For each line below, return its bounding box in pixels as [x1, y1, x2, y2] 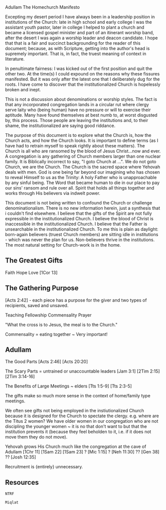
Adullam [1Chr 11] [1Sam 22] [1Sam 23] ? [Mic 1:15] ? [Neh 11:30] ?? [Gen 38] [5, 449, 160, 455]
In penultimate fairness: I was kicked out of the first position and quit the [5, 65, 152, 71]
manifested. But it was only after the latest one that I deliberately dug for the [5, 76, 160, 82]
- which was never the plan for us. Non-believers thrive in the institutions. [5, 237, 155, 243]
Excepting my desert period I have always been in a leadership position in [5, 14, 155, 19]
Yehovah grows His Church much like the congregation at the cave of [5, 444, 147, 449]
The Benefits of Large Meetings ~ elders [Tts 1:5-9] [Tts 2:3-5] [5, 383, 132, 389]
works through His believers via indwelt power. [5, 191, 100, 196]
